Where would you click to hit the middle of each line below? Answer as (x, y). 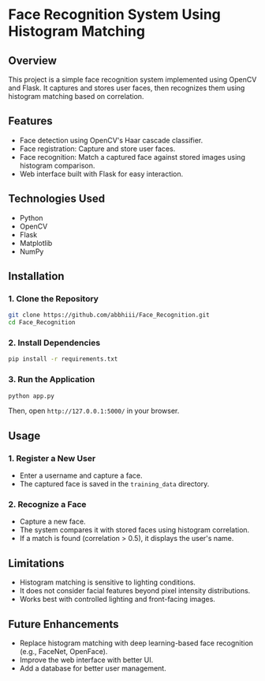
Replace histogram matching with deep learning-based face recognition (136, 643)
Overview (33, 61)
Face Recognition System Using (114, 15)
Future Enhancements (64, 624)
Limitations (36, 563)
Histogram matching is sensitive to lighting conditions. (107, 582)
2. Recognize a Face (47, 505)
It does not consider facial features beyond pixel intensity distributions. (135, 591)
